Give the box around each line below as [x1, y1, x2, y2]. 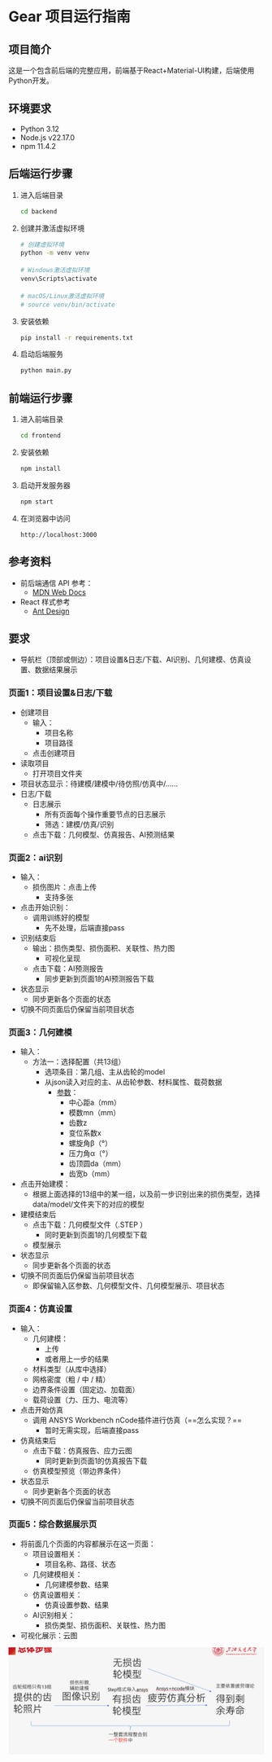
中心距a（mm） [68, 1097, 122, 1108]
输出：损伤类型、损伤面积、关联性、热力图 [32, 943, 175, 953]
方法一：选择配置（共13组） [32, 1057, 126, 1067]
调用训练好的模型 [32, 912, 90, 922]
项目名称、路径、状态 [44, 1559, 116, 1569]
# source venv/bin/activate [19, 301, 115, 309]
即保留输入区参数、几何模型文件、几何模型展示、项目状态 [32, 1281, 225, 1291]
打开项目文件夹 [32, 768, 83, 778]
